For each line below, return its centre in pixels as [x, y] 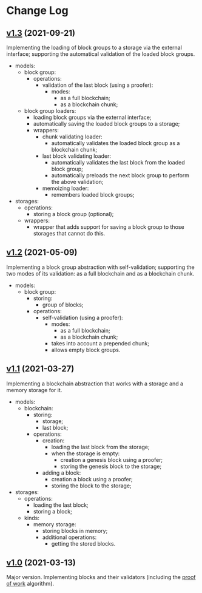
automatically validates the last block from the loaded [118, 162]
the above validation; [77, 182]
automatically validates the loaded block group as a [116, 143]
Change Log [37, 11]
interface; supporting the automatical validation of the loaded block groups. [101, 54]
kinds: [32, 518]
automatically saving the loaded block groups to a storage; [106, 124]
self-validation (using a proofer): [82, 317]
